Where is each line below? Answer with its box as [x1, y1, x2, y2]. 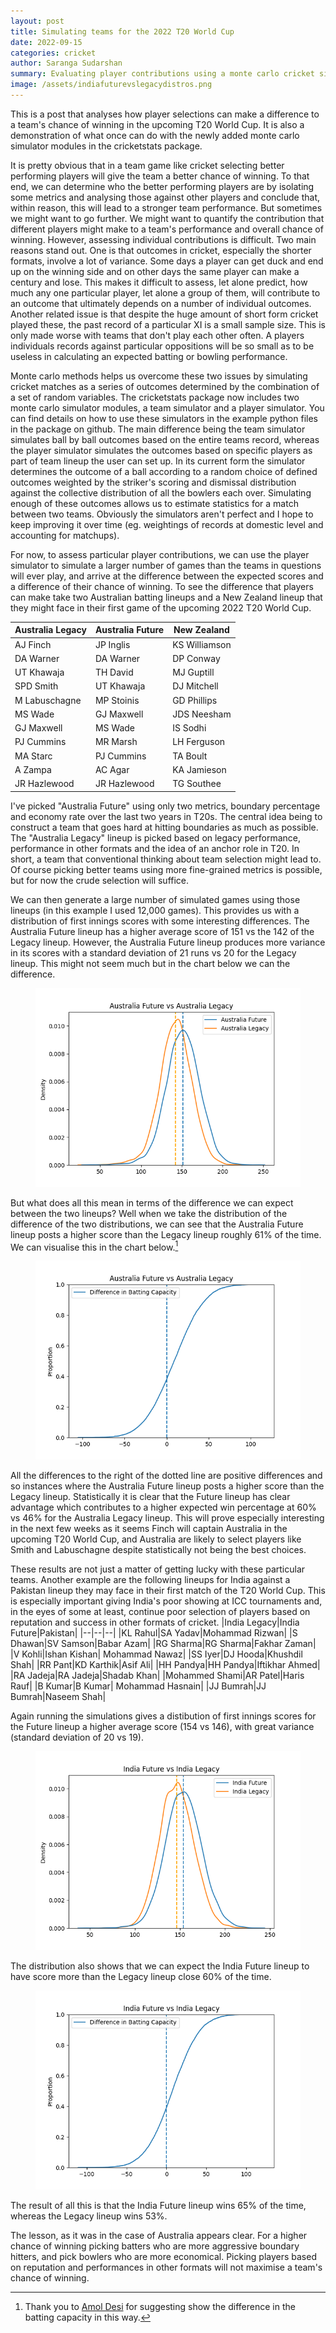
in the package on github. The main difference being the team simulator [10, 423, 306, 435]
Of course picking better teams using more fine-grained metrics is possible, [10, 863, 323, 875]
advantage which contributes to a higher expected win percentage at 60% [10, 1501, 317, 1514]
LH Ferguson [172, 736, 226, 748]
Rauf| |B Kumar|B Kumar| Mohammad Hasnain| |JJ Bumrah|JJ [10, 1680, 267, 1692]
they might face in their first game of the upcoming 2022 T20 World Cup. [10, 601, 312, 614]
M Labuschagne [14, 694, 82, 706]
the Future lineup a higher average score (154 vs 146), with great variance [10, 1721, 315, 1733]
